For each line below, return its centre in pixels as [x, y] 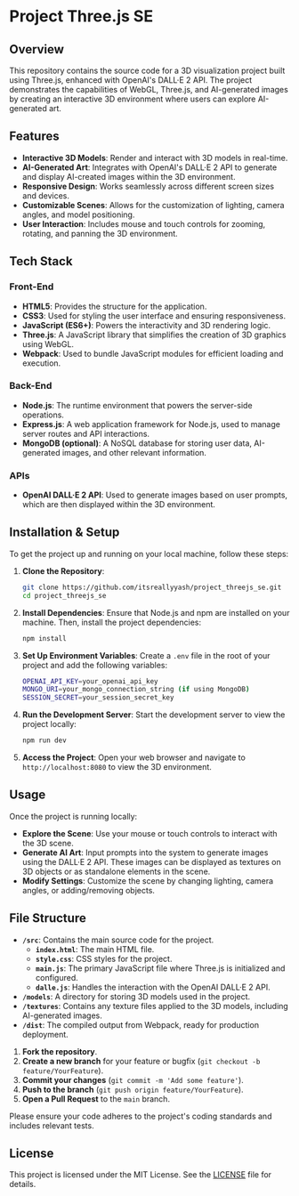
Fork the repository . [60, 1051]
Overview [37, 49]
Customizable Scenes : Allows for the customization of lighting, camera [153, 205]
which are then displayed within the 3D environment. [119, 505]
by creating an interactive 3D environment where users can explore [133, 99]
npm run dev [44, 740]
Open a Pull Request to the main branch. [96, 1099]
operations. [43, 415]
